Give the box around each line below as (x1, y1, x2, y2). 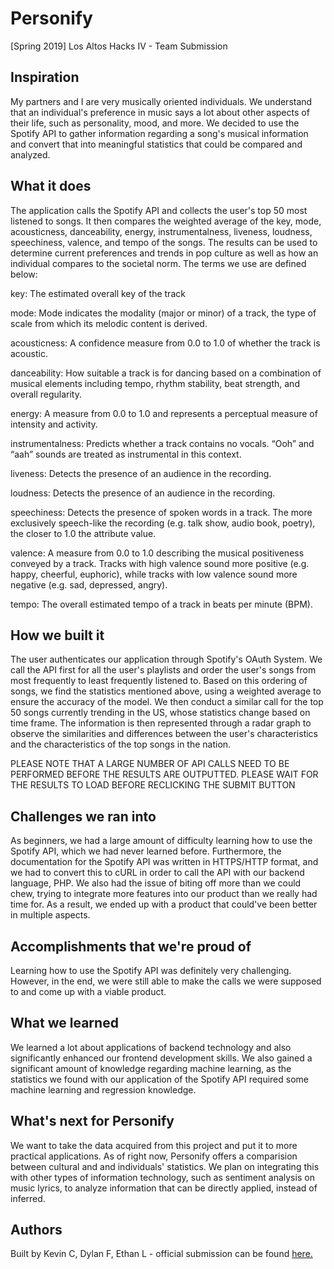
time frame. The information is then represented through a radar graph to (10, 717, 312, 729)
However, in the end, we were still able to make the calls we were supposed (10, 975, 322, 987)
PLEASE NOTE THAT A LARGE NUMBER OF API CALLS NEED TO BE (10, 758, 290, 770)
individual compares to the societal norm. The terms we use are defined (10, 257, 307, 269)
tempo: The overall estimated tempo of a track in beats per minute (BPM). (10, 598, 313, 610)
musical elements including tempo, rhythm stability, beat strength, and (10, 377, 300, 389)
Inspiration (10, 69, 80, 86)
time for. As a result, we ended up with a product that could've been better (10, 898, 318, 911)
